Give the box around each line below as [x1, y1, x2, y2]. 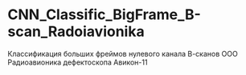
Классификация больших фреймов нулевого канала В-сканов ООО [7, 49, 238, 58]
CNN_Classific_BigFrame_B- [7, 6, 202, 24]
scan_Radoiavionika [7, 22, 146, 41]
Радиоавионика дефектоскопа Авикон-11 [7, 57, 148, 67]
